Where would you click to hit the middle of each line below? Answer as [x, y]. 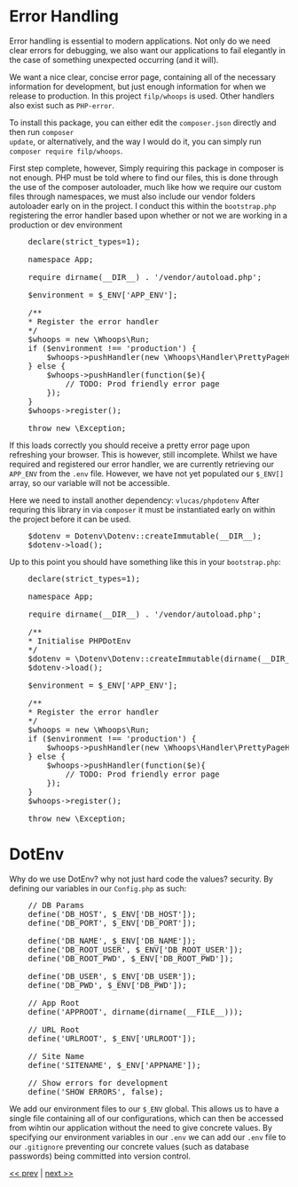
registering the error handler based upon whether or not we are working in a [149, 215]
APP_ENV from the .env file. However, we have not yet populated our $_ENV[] [146, 474]
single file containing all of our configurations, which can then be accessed [146, 1118]
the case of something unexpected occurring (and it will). [114, 60]
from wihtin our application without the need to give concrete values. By [141, 1127]
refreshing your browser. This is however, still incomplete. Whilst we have [143, 454]
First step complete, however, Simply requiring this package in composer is [146, 168]
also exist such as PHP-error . [62, 105]
